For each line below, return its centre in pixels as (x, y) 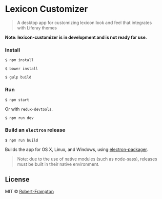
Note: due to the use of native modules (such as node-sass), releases (87, 159)
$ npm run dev (20, 118)
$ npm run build (21, 140)
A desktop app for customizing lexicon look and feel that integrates (84, 23)
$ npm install (20, 60)
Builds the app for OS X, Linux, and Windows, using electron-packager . (77, 149)
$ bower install (21, 69)
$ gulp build (18, 77)
